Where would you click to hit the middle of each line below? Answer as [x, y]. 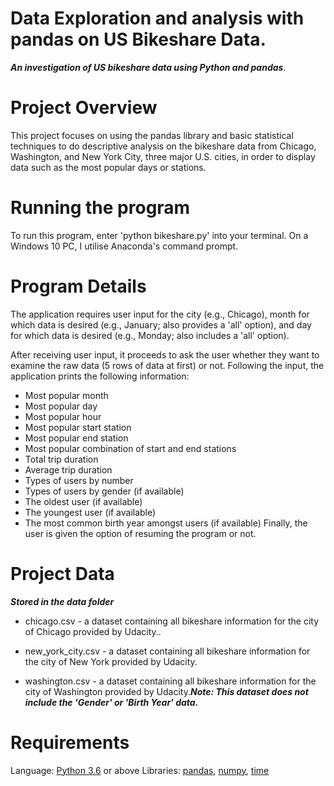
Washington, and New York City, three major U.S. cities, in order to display [163, 156]
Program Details [78, 286]
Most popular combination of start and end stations [130, 448]
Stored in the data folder [62, 601]
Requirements [70, 742]
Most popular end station [76, 438]
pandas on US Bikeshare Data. [138, 39]
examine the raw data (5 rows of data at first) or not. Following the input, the [167, 365]
